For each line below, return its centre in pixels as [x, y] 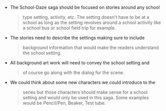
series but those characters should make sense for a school [85, 92]
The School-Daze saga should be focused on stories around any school [85, 7]
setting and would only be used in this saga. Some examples [86, 98]
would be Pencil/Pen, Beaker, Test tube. [64, 103]
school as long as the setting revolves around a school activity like [92, 23]
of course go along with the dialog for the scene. [73, 72]
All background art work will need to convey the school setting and [80, 63]
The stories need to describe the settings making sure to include [77, 38]
